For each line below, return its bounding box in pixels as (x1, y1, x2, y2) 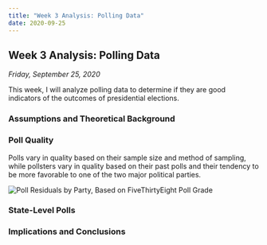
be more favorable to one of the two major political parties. (8, 169, 202, 179)
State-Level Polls (8, 204, 76, 216)
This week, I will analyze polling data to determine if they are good (8, 85, 226, 95)
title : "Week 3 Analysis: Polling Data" (8, 11, 145, 20)
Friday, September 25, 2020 (8, 69, 101, 80)
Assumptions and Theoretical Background (8, 113, 175, 124)
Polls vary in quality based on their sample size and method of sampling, (8, 153, 247, 162)
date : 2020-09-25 (8, 19, 66, 27)
